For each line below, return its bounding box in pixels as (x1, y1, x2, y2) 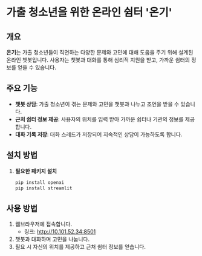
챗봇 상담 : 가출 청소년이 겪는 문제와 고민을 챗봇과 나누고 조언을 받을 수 (15, 100, 180, 108)
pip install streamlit (15, 185, 73, 191)
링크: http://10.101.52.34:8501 (24, 228, 96, 235)
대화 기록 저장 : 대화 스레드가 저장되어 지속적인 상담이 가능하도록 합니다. (15, 131, 183, 138)
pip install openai (15, 179, 65, 185)
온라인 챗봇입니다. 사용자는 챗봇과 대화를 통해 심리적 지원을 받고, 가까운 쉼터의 (6, 56, 191, 64)
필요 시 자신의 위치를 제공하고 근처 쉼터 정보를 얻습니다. (15, 243, 146, 251)
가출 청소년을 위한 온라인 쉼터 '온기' (6, 5, 172, 19)
